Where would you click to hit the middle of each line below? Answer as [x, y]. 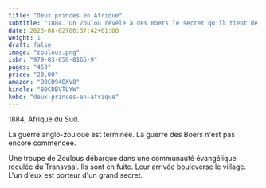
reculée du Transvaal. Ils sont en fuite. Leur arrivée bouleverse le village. [127, 167]
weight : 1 [25, 38]
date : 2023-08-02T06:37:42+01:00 [64, 30]
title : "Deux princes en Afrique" [66, 15]
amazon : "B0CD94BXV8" [44, 82]
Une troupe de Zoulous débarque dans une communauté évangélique [122, 159]
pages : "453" [30, 67]
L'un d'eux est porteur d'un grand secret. [76, 175]
